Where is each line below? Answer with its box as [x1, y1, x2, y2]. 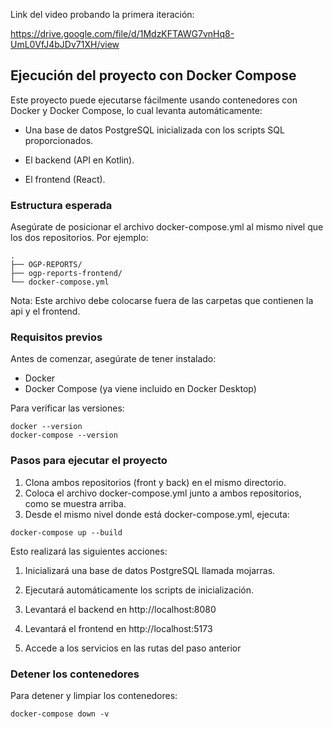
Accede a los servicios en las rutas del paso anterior [24, 642, 242, 654]
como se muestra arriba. [24, 497, 127, 509]
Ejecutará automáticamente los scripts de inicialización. [24, 584, 255, 596]
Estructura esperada [10, 198, 113, 212]
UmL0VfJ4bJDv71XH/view [10, 39, 120, 50]
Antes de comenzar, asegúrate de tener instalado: [10, 353, 217, 365]
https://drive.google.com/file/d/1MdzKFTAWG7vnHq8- [10, 28, 235, 39]
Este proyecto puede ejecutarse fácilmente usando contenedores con [10, 94, 298, 106]
